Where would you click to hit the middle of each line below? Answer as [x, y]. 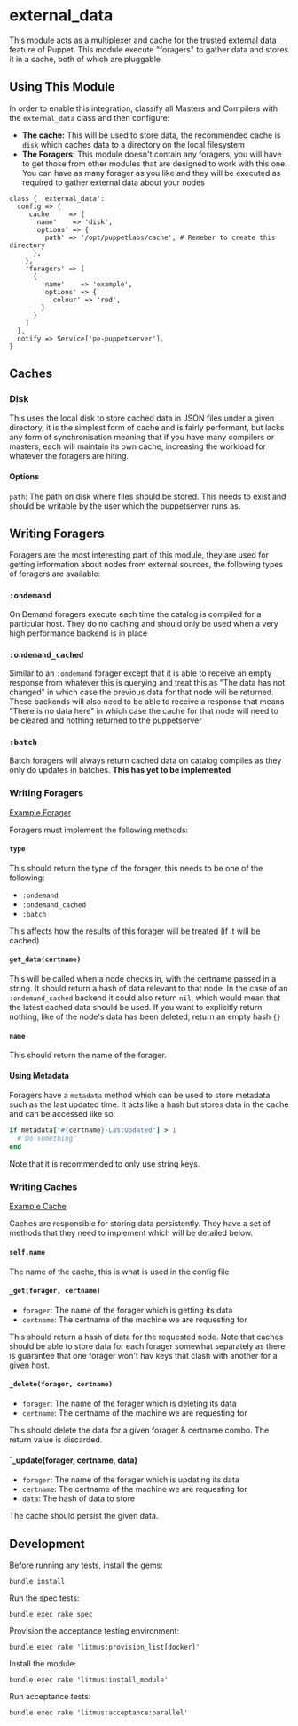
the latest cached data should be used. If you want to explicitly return [136, 1008]
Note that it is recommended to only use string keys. [105, 1164]
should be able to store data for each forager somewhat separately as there [147, 1346]
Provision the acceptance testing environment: [94, 1631]
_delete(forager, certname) [61, 1385]
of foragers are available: [55, 574]
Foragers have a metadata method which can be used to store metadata [140, 1096]
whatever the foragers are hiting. [69, 456]
